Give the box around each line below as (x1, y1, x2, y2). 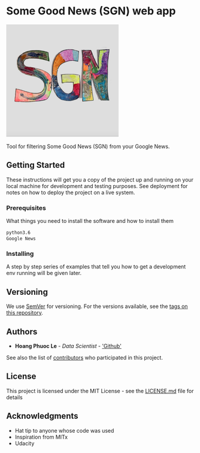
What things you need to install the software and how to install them (6, 218, 174, 225)
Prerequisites (6, 204, 46, 212)
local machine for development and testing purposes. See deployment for (6, 182, 188, 189)
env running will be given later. (6, 270, 82, 277)
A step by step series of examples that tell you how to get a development (6, 263, 186, 270)
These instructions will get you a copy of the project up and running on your (6, 176, 193, 183)
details (6, 394, 23, 401)
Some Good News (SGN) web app (6, 4, 176, 18)
